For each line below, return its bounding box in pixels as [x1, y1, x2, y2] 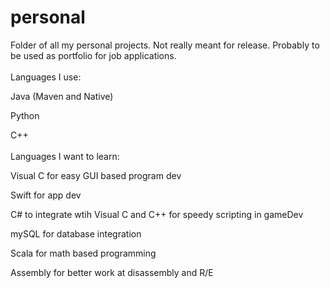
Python [10, 109, 40, 121]
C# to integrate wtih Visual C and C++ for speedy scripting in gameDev [10, 208, 304, 220]
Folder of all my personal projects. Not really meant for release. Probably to [10, 39, 320, 51]
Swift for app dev [10, 189, 82, 201]
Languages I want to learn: [10, 150, 120, 162]
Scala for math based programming [10, 247, 157, 259]
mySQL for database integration [10, 227, 142, 240]
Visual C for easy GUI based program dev [10, 169, 182, 181]
